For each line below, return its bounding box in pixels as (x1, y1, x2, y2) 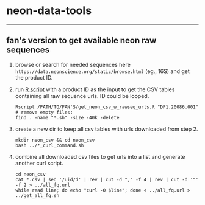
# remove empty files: (15, 109, 73, 116)
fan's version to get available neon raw (6, 35, 157, 46)
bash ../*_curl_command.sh (15, 142, 84, 148)
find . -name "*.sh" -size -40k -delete (15, 114, 120, 120)
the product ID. (15, 74, 53, 81)
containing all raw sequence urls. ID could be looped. (15, 92, 149, 99)
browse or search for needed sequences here (15, 61, 131, 68)
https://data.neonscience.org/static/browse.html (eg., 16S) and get (15, 68, 190, 75)
